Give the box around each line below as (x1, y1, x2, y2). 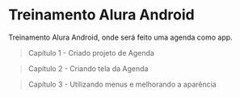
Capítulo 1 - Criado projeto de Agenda (27, 48, 155, 57)
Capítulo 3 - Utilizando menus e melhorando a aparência (27, 79, 217, 89)
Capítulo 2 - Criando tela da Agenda (27, 63, 149, 74)
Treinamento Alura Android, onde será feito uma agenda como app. (8, 32, 233, 42)
